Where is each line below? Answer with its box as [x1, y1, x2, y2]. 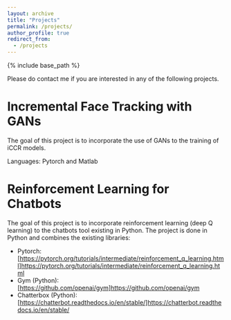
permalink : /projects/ [7, 23, 73, 30]
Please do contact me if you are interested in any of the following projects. [7, 75, 219, 83]
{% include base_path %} [7, 62, 80, 69]
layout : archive [7, 10, 54, 17]
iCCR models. [7, 143, 46, 152]
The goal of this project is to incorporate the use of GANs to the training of [7, 136, 219, 144]
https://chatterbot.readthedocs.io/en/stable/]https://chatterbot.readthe [19, 298, 222, 306]
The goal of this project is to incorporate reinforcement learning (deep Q [7, 218, 213, 227]
